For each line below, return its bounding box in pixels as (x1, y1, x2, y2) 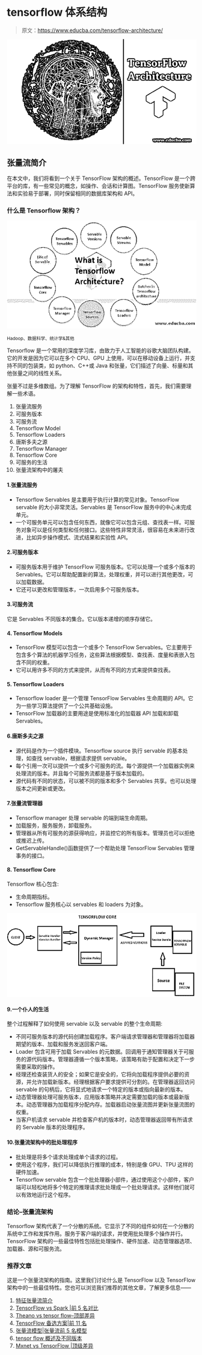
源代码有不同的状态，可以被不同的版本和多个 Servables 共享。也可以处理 (15, 777, 197, 784)
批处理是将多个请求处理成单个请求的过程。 (15, 1153, 121, 1160)
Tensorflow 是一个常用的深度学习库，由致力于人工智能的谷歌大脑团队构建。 (7, 347, 194, 354)
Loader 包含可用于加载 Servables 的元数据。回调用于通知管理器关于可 (15, 1048, 189, 1055)
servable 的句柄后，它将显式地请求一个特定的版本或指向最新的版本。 (15, 1086, 186, 1093)
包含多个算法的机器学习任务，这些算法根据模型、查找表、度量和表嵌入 (15, 651, 190, 658)
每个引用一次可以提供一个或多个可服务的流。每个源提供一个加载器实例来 (15, 762, 195, 769)
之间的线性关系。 (22, 370, 65, 377)
